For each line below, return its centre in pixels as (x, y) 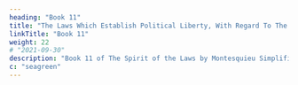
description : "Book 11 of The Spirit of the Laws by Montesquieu (132, 58)
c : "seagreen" (35, 67)
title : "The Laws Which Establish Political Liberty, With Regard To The (149, 26)
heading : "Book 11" (45, 17)
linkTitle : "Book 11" (49, 34)
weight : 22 (29, 42)
